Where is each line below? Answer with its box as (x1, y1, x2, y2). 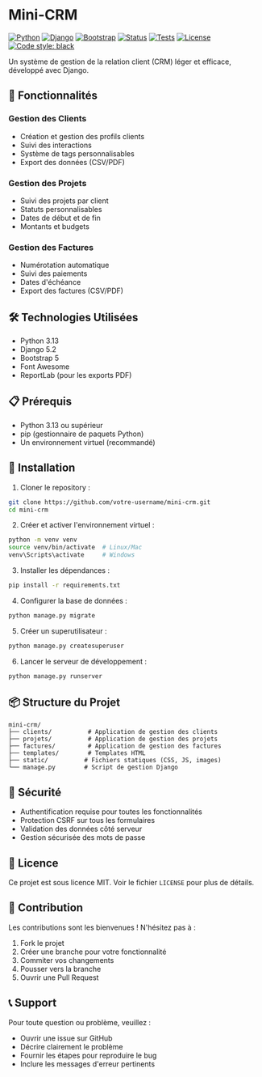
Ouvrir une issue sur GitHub (19, 1033, 113, 1043)
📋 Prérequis (8, 395, 73, 409)
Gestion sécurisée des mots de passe (19, 833, 146, 842)
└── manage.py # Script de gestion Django (8, 763, 179, 772)
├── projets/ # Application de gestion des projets (8, 735, 218, 744)
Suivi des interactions (19, 140, 93, 150)
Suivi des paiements (19, 269, 88, 278)
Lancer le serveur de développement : (19, 656, 148, 666)
